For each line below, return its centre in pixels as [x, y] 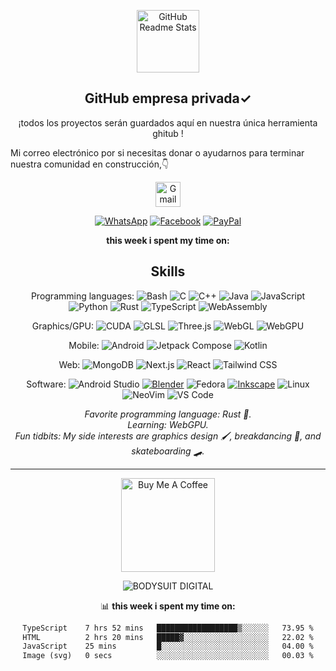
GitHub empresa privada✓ [168, 98]
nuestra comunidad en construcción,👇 [90, 164]
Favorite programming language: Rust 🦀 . [168, 414]
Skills [168, 271]
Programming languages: [82, 296]
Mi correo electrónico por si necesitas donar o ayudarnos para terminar [157, 152]
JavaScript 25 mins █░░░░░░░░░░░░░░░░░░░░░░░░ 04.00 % [168, 646]
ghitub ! [168, 133]
